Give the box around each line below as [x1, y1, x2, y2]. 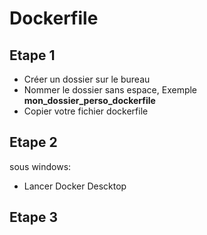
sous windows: [9, 160, 72, 172]
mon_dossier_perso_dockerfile [23, 95, 156, 106]
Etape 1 [9, 47, 56, 64]
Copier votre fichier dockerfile [23, 105, 149, 117]
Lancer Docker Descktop [23, 180, 127, 192]
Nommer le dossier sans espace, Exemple [23, 84, 198, 96]
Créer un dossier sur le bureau [23, 73, 151, 85]
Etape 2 [9, 134, 58, 151]
